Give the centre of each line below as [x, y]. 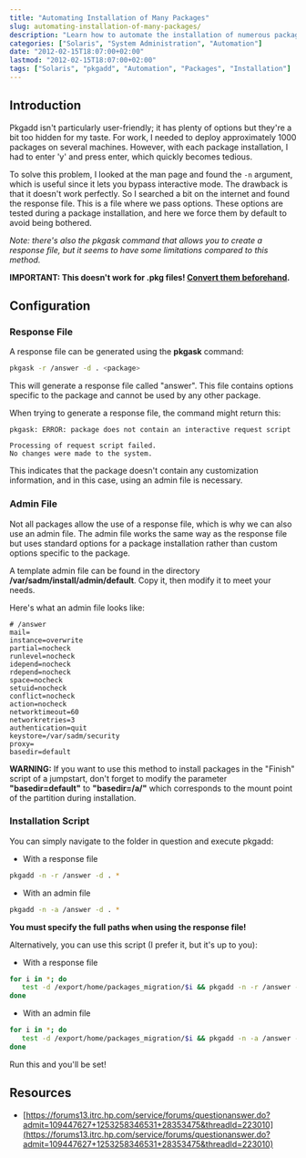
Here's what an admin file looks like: [77, 608]
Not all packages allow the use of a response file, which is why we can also [151, 524]
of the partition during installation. [73, 797]
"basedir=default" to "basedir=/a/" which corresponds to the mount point [151, 788]
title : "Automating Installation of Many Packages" [109, 18]
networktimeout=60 [44, 712]
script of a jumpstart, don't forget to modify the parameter [118, 778]
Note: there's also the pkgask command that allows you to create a [136, 240]
